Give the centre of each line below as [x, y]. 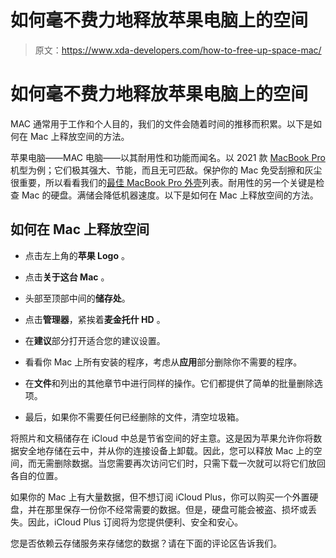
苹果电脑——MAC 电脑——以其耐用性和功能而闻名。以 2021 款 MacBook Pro [168, 157]
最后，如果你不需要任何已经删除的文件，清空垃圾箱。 [134, 417]
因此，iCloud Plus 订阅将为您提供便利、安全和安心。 [135, 522]
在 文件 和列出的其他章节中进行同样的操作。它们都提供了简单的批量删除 [169, 383]
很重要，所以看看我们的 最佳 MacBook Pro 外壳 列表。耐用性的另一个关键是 [163, 182]
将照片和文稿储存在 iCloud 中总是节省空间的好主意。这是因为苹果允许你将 [162, 438]
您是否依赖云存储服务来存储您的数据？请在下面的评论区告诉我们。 [146, 543]
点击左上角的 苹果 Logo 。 [77, 255]
